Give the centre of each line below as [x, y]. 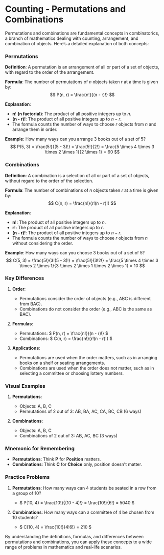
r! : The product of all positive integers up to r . [58, 227]
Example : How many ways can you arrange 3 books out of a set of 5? [75, 139]
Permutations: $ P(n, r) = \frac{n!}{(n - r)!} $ [64, 333]
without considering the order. [43, 243]
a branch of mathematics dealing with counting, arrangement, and [72, 38]
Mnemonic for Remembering [40, 449]
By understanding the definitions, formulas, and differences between [74, 536]
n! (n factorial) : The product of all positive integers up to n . [72, 114]
